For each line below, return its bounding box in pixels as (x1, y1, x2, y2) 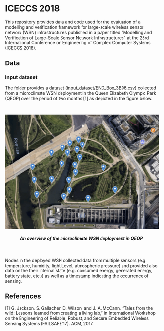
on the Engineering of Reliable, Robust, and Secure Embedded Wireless (5, 315, 149, 321)
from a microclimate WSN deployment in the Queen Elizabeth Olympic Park (5, 90, 156, 96)
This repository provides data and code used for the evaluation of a (5, 19, 141, 25)
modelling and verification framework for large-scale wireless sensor (5, 24, 144, 30)
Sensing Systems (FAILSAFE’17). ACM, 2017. (5, 321, 94, 327)
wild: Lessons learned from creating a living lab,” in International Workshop (5, 310, 156, 316)
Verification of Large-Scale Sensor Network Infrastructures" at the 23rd (5, 35, 149, 41)
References (5, 292, 41, 301)
